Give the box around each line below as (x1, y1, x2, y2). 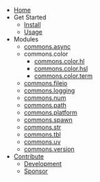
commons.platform (23, 108, 77, 117)
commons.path (23, 101, 67, 109)
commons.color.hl (34, 57, 85, 65)
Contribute (13, 152, 45, 161)
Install (23, 21, 41, 28)
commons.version (23, 145, 75, 153)
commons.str (23, 123, 62, 131)
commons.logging (23, 86, 75, 94)
